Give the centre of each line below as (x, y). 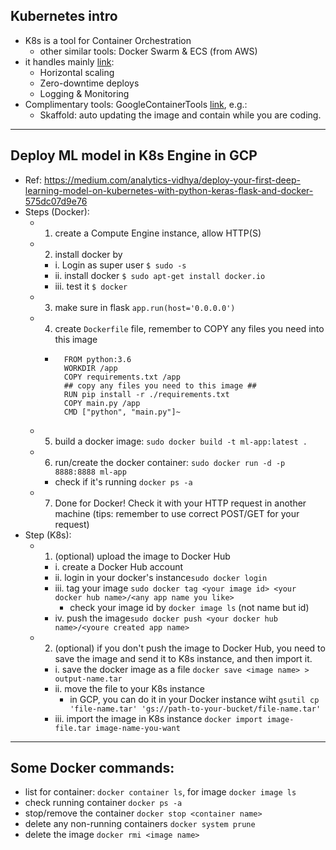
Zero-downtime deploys (89, 83)
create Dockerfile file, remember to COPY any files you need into (189, 328)
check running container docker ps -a (103, 803)
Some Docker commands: (92, 768)
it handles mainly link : (69, 61)
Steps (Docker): (57, 211)
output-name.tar (88, 679)
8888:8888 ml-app (90, 472)
